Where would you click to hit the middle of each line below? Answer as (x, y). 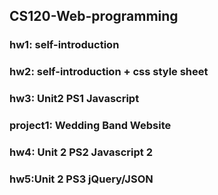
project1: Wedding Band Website (90, 126)
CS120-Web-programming (94, 16)
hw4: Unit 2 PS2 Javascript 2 (81, 152)
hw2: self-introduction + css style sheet (109, 72)
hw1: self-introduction (64, 45)
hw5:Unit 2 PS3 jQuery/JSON (81, 179)
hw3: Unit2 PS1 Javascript (74, 99)
